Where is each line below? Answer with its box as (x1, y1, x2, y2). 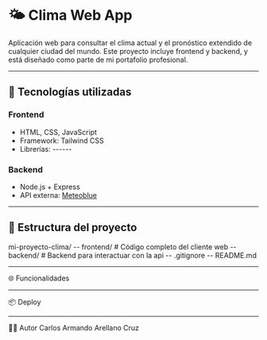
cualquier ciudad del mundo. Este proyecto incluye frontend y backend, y (8, 46, 249, 56)
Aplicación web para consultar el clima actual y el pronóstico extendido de (8, 37, 253, 48)
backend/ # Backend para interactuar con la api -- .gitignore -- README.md (8, 250, 257, 260)
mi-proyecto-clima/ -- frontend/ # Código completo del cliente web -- (8, 241, 237, 251)
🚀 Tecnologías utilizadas (8, 85, 132, 99)
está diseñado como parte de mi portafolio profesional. (8, 55, 188, 64)
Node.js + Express (19, 182, 81, 191)
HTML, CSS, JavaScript (19, 127, 98, 137)
